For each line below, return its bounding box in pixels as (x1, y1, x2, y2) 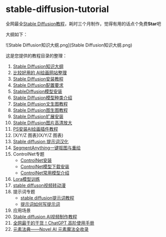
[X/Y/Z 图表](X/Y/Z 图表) (12, 132, 63, 138)
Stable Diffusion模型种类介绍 (12, 94, 72, 101)
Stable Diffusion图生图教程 (12, 107, 68, 113)
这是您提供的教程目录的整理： (5, 53, 67, 59)
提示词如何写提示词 (20, 201, 60, 207)
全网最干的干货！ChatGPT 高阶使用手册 (12, 219, 94, 226)
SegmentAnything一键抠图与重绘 (12, 144, 81, 151)
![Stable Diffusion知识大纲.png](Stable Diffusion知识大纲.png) (5, 42, 132, 48)
